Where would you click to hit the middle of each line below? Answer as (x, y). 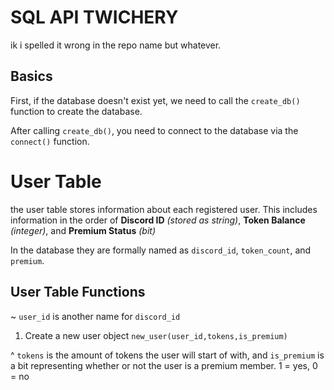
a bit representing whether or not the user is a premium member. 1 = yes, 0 (164, 365)
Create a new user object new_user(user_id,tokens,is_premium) (156, 335)
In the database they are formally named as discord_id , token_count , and (161, 250)
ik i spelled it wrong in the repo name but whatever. (116, 45)
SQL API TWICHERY (94, 17)
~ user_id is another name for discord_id (95, 316)
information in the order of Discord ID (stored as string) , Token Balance (158, 220)
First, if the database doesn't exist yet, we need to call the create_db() (155, 100)
